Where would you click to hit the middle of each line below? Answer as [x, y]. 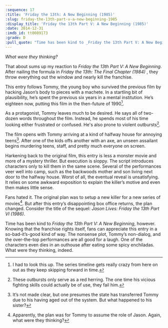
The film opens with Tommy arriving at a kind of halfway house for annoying [84, 134]
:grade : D [15, 38]
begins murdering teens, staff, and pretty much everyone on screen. [75, 146]
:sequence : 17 [20, 10]
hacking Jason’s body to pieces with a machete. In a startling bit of [74, 92]
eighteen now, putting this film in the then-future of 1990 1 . [65, 103]
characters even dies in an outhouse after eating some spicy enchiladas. [80, 245]
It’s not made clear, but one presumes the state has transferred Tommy [85, 295]
